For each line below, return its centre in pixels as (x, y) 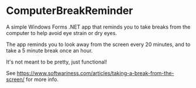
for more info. (42, 79)
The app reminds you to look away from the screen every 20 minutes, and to (98, 44)
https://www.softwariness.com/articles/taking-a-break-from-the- (95, 73)
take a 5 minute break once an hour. (49, 50)
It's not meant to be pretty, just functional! (56, 62)
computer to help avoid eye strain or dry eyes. (61, 33)
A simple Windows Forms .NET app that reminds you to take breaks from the (98, 27)
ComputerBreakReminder (70, 11)
